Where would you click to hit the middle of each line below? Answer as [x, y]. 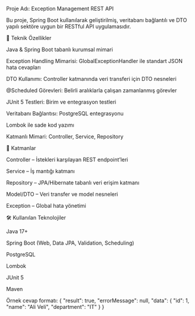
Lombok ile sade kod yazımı [40, 125]
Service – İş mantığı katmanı [41, 171]
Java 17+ [17, 231]
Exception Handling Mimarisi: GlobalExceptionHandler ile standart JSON [95, 61]
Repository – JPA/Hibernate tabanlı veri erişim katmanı [73, 183]
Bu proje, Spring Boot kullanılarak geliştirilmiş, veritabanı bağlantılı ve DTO [97, 20]
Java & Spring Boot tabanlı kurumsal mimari [59, 49]
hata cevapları [23, 67]
